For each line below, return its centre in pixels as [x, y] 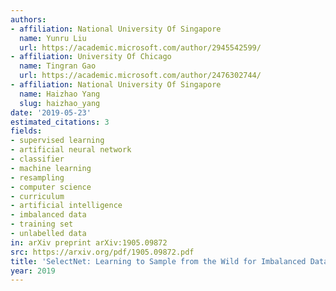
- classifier [37, 159]
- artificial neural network [71, 150]
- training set [42, 224]
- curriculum [37, 196]
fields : [26, 131]
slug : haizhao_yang [60, 103]
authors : [28, 19]
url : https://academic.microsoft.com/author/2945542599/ [140, 47]
